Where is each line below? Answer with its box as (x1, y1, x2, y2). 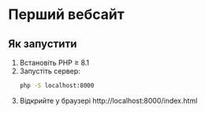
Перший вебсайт (8, 6, 125, 24)
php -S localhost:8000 (19, 81, 95, 89)
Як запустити (8, 37, 77, 51)
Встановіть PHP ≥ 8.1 (19, 58, 90, 67)
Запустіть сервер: (19, 66, 80, 76)
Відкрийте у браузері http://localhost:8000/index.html (19, 96, 198, 105)
